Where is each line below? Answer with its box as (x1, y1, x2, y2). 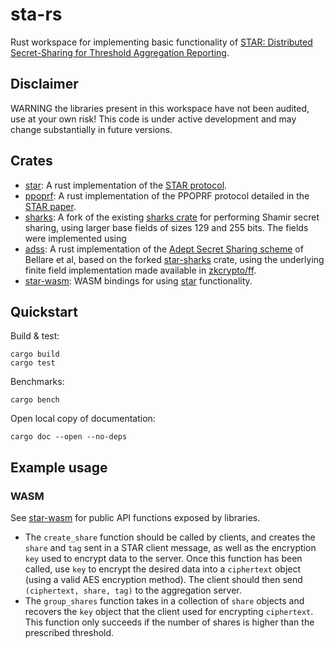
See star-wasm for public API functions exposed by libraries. (10, 512, 261, 524)
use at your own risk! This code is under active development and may (10, 113, 297, 125)
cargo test (10, 358, 56, 368)
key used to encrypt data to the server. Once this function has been (24, 553, 303, 565)
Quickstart (10, 303, 79, 320)
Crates (10, 153, 53, 170)
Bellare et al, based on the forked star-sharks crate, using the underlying (24, 253, 325, 265)
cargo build (10, 349, 60, 360)
